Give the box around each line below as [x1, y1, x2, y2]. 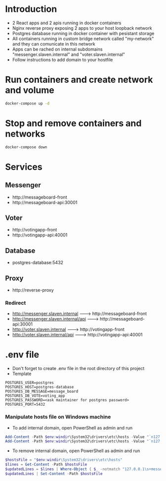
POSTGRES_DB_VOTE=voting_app [5, 393, 65, 398]
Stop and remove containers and [5, 117, 142, 129]
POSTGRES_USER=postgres [5, 380, 54, 385]
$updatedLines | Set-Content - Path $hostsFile [5, 471, 103, 476]
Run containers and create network [5, 74, 153, 85]
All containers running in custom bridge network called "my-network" [12, 36, 154, 42]
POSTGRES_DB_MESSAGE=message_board [5, 389, 79, 394]
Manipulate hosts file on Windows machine [5, 414, 111, 421]
